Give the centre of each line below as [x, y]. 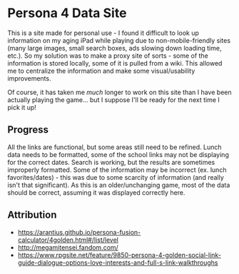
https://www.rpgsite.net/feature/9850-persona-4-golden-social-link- [119, 255]
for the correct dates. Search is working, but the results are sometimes [111, 162]
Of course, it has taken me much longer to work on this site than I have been [119, 92]
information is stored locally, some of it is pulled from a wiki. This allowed [115, 63]
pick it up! [22, 107]
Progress [28, 130]
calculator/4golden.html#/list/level [68, 240]
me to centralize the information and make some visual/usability [101, 71]
